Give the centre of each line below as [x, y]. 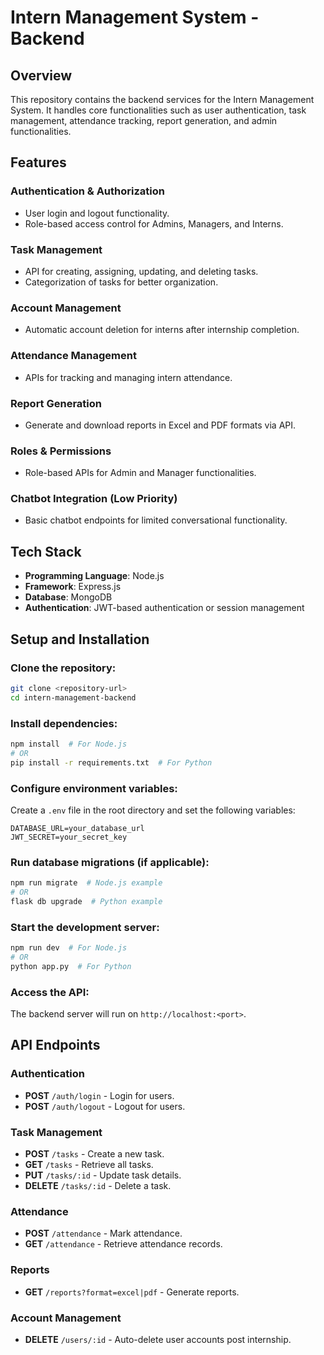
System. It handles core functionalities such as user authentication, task [158, 110]
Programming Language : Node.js [94, 576]
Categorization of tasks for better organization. [121, 282]
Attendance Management [73, 356]
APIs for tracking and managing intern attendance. [128, 377]
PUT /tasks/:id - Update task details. [103, 1175]
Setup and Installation [80, 639]
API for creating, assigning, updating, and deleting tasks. [141, 271]
